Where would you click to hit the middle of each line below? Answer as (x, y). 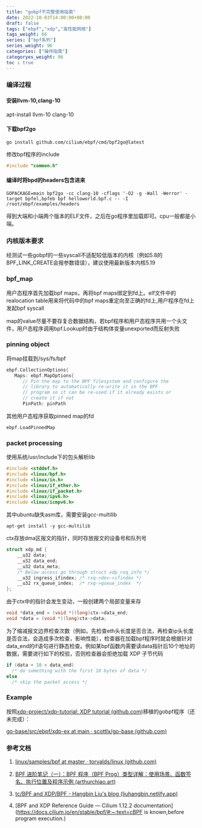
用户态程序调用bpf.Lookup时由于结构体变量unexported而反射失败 (98, 329)
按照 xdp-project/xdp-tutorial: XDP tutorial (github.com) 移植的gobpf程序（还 (101, 711)
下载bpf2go (21, 129)
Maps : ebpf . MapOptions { (44, 376)
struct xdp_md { (27, 550)
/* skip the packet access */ (50, 682)
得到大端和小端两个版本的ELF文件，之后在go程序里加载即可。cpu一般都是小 (101, 216)
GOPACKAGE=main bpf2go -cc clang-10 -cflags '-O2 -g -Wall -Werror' (94, 193)
